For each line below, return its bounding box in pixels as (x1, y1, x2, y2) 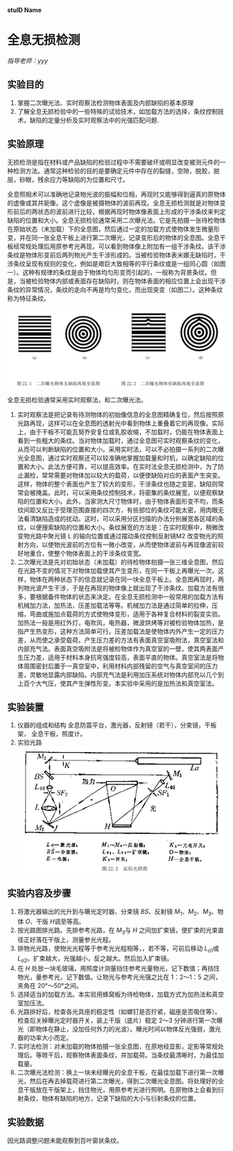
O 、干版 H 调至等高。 (25, 917, 85, 926)
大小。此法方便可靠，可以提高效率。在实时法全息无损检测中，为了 (29, 462, 218, 470)
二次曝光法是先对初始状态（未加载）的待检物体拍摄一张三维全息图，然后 (17, 558, 224, 566)
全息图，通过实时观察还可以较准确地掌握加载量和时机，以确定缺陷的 (23, 454, 218, 462)
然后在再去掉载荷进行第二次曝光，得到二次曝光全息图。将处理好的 (29, 1077, 218, 1085)
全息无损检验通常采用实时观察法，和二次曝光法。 (7, 395, 147, 404)
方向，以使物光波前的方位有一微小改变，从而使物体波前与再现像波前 (23, 540, 218, 549)
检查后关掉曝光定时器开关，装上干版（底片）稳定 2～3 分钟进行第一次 (17, 1016, 217, 1025)
